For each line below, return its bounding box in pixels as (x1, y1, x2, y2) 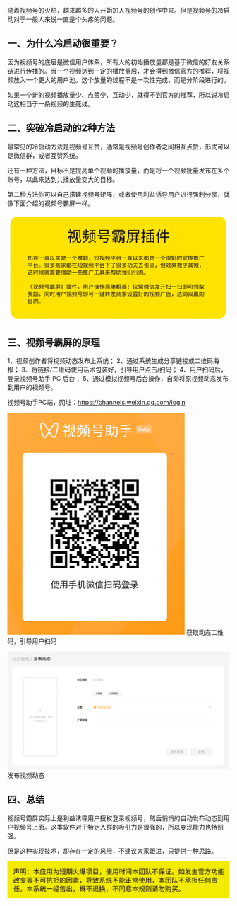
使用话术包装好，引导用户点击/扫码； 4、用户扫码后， (70, 365, 227, 374)
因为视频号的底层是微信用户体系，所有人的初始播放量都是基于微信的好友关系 (7, 57, 230, 66)
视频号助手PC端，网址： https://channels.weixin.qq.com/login (7, 398, 186, 407)
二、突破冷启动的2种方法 (7, 122, 116, 134)
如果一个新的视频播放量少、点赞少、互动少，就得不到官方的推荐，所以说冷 (7, 91, 224, 99)
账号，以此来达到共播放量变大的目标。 (7, 175, 119, 183)
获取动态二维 (186, 629, 224, 637)
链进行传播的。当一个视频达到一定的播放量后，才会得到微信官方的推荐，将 (7, 67, 224, 75)
